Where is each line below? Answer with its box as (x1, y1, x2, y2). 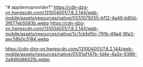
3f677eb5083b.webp (5, 20, 50, 26)
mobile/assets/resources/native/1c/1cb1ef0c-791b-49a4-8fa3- (5, 31, 135, 36)
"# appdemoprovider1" (5, 4, 53, 10)
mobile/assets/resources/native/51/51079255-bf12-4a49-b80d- (5, 15, 138, 20)
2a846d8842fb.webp (5, 56, 50, 62)
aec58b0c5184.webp (5, 36, 50, 42)
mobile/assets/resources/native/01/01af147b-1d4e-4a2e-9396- (5, 51, 137, 57)
